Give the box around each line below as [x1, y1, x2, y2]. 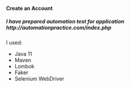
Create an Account [6, 5, 53, 12]
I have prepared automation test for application [6, 18, 125, 25]
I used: [6, 39, 23, 46]
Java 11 [14, 50, 32, 57]
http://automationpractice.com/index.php [6, 24, 112, 32]
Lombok [14, 62, 35, 69]
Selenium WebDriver [14, 75, 64, 82]
